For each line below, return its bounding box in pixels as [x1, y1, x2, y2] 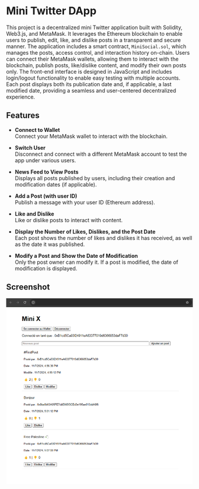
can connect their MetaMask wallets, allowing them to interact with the [6, 55, 179, 62]
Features [6, 111, 40, 121]
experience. [6, 93, 36, 100]
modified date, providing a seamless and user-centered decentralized [6, 87, 176, 94]
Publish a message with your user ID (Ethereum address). [14, 198, 155, 206]
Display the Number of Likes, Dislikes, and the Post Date [14, 228, 156, 235]
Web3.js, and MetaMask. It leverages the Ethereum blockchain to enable [6, 30, 182, 37]
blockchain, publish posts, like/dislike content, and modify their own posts [6, 61, 187, 69]
